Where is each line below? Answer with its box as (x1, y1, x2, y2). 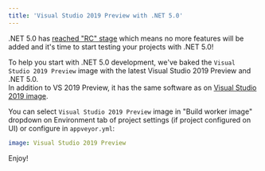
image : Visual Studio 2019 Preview (8, 138, 127, 147)
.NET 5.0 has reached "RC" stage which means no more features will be (8, 33, 244, 43)
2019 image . (8, 91, 49, 100)
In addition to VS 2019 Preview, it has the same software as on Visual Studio (8, 83, 257, 92)
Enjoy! (8, 153, 29, 163)
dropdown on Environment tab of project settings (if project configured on (8, 115, 251, 124)
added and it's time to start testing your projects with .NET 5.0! (8, 41, 214, 52)
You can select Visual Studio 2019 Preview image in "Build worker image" (8, 107, 253, 116)
